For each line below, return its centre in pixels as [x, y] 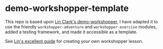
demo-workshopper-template [67, 8]
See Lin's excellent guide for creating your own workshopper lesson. [74, 41]
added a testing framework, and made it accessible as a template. [71, 32]
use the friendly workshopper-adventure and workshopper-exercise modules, [81, 26]
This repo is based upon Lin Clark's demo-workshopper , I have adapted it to [82, 22]
